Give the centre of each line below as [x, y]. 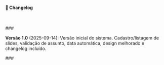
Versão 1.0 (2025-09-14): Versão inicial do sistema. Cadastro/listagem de [82, 38]
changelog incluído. [26, 48]
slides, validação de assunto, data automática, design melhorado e [75, 43]
